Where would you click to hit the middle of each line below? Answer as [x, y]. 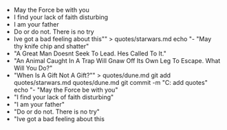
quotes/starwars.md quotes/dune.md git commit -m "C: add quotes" [110, 82]
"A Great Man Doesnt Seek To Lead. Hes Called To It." [90, 53]
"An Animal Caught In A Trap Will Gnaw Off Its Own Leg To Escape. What [117, 61]
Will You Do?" [33, 68]
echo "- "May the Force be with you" [66, 90]
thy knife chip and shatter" [51, 46]
